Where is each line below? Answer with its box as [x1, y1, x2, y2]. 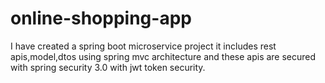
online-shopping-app [10, 7, 192, 30]
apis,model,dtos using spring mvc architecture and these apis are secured [10, 50, 317, 62]
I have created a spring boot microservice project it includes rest [10, 40, 277, 52]
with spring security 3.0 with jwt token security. [10, 61, 206, 73]
